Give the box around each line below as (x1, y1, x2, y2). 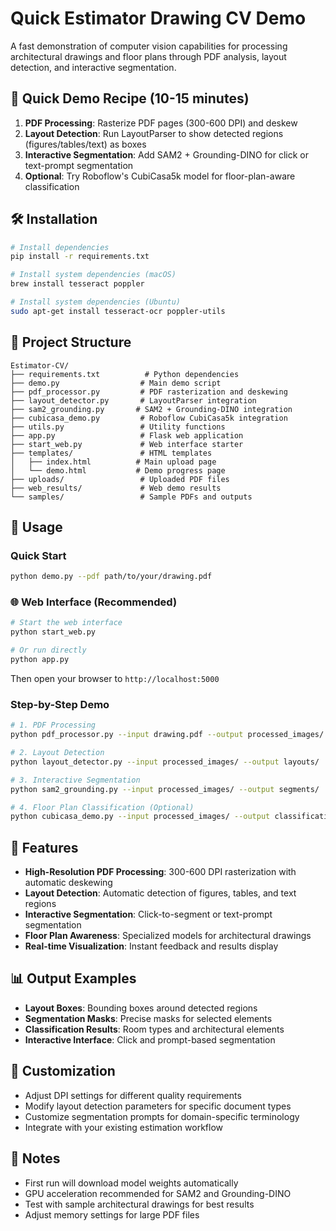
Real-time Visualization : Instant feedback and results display (24, 940, 279, 952)
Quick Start (10, 548, 67, 562)
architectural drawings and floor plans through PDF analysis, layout (10, 50, 287, 62)
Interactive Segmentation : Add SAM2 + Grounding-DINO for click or (24, 148, 309, 161)
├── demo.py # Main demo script (10, 378, 222, 388)
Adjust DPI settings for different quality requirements (24, 1089, 242, 1101)
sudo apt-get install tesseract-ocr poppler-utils (10, 306, 226, 316)
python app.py (10, 655, 70, 665)
